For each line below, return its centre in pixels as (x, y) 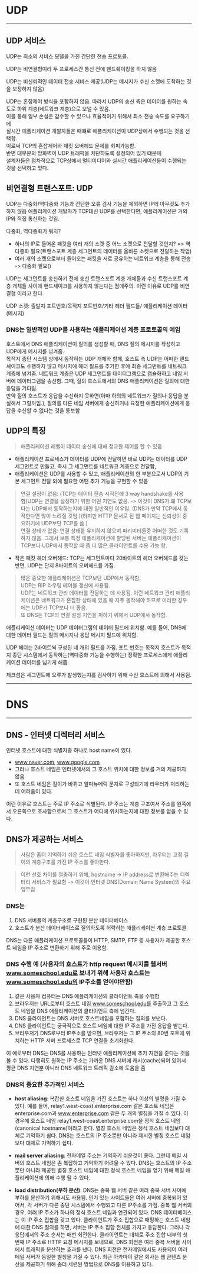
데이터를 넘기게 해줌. (45, 662)
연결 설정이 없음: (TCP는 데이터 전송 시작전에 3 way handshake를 (96, 493)
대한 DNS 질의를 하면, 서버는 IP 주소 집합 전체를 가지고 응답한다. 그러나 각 (105, 1227)
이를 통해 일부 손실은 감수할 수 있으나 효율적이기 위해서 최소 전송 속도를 (88, 116)
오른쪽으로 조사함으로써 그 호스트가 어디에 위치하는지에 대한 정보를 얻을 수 (97, 812)
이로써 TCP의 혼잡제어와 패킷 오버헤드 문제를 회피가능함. (71, 146)
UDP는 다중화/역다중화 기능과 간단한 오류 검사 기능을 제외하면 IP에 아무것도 (93, 203)
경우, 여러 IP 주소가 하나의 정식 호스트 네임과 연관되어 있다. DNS (88, 1213)
